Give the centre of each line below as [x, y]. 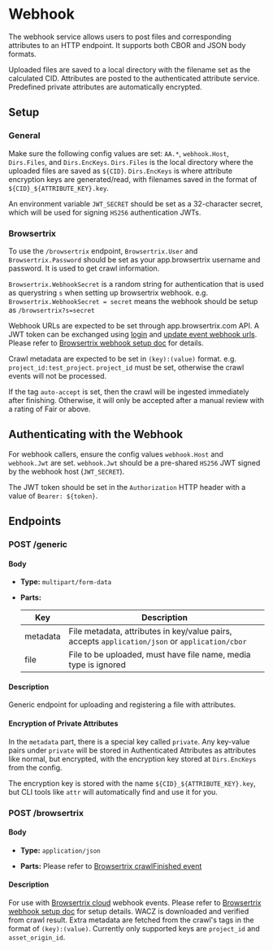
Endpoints [35, 521]
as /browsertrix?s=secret [52, 310]
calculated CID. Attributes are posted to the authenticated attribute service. [134, 78]
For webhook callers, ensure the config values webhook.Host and [116, 454]
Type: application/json [61, 850]
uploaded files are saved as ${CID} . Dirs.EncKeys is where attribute [121, 171]
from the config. [35, 767]
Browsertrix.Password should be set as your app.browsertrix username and [134, 259]
